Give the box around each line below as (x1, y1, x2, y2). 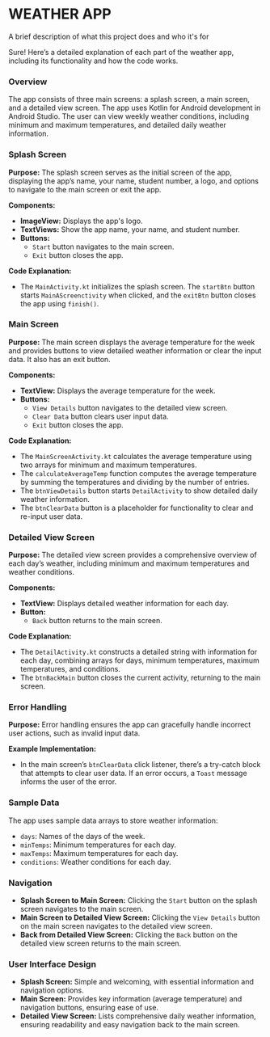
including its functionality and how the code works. (8, 56, 179, 65)
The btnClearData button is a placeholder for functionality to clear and (19, 503, 254, 512)
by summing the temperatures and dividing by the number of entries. (19, 477, 250, 487)
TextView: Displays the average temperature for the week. (19, 386, 216, 395)
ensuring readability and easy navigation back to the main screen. (19, 1020, 240, 1030)
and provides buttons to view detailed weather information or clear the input (8, 345, 262, 356)
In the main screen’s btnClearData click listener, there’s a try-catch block (19, 760, 261, 769)
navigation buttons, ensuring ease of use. (19, 1003, 159, 1013)
